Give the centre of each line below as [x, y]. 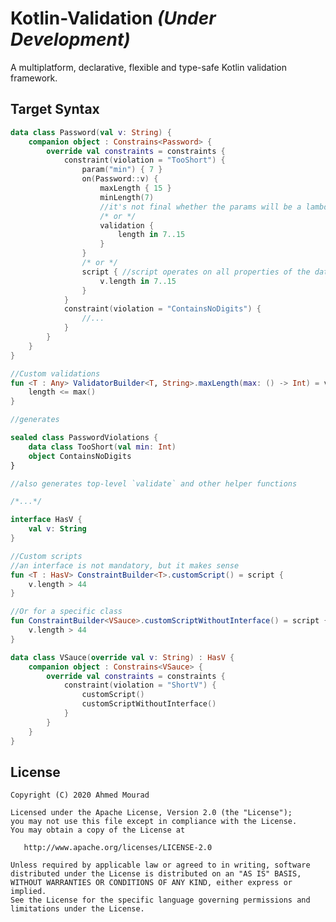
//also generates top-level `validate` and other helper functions [154, 483]
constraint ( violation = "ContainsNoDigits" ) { [162, 309]
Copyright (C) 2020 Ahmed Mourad [80, 795]
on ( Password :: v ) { [120, 179]
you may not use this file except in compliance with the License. [154, 822]
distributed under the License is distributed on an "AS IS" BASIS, [156, 874]
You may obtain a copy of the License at [98, 830]
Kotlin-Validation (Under [113, 18]
